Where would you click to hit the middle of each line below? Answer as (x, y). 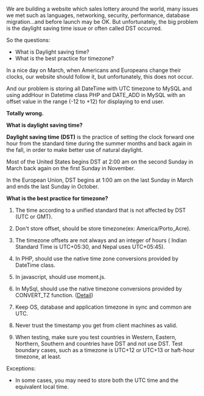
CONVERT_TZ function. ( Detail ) (54, 295)
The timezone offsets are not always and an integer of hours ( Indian (101, 240)
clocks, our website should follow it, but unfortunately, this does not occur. (100, 77)
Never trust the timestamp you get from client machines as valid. (96, 325)
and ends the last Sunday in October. (53, 186)
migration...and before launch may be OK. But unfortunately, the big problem (102, 22)
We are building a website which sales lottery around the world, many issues (102, 9)
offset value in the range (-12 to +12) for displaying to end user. (85, 101)
